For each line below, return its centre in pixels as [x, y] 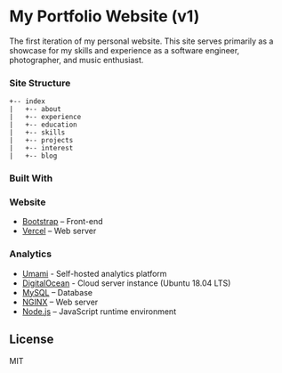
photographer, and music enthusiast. [77, 60]
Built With [31, 178]
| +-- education [43, 125]
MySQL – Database [57, 292]
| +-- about [36, 109]
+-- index [28, 101]
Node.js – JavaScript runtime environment [99, 311]
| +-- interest [41, 149]
